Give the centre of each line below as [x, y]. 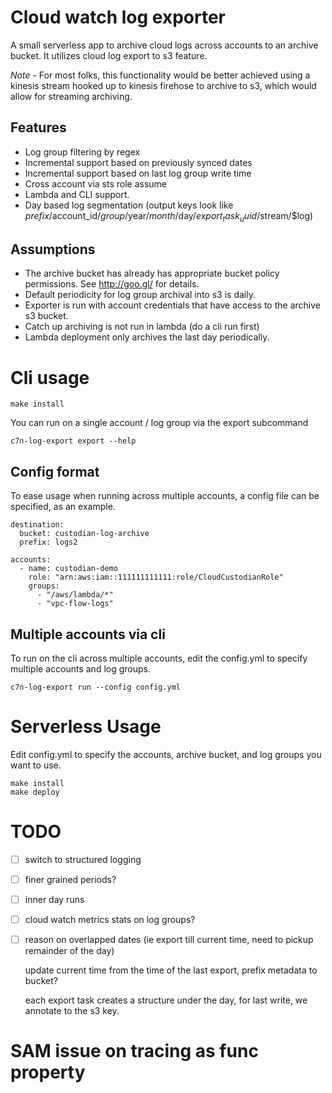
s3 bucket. [46, 316]
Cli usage [50, 377]
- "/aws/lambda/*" [75, 595]
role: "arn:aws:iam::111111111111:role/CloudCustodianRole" [156, 577]
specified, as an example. [63, 507]
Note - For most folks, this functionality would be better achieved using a [160, 75]
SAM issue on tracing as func [134, 1051]
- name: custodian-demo [68, 569]
